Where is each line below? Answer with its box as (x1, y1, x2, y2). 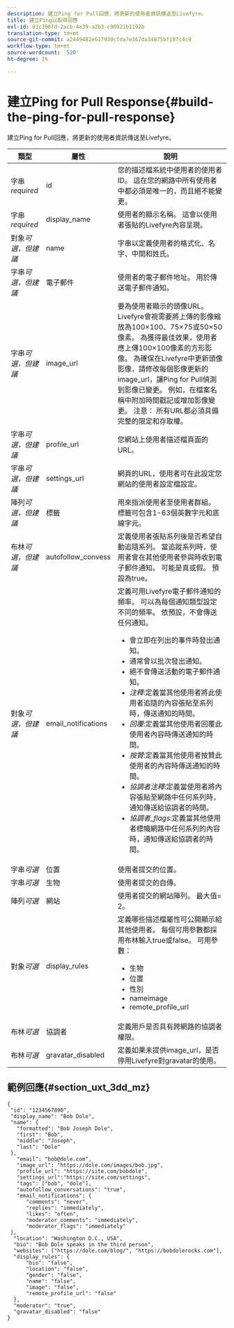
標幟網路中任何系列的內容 (136, 823, 221, 833)
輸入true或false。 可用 (138, 935, 212, 945)
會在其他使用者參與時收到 (131, 552, 216, 562)
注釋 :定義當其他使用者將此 (129, 687, 215, 697)
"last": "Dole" (16, 1143, 61, 1150)
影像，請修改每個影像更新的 (117, 364, 209, 373)
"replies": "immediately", (25, 1204, 104, 1211)
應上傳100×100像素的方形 (117, 343, 205, 352)
